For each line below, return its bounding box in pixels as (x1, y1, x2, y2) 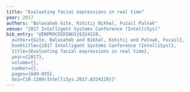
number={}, (11, 65, 39, 71)
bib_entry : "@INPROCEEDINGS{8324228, (6, 31, 101, 38)
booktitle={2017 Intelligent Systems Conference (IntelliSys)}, (11, 43, 177, 49)
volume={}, (11, 59, 39, 65)
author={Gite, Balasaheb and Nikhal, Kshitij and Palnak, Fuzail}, (11, 37, 185, 43)
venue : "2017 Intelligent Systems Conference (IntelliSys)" (6, 25, 161, 32)
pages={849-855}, (11, 71, 55, 77)
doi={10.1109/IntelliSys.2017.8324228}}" (11, 76, 118, 82)
